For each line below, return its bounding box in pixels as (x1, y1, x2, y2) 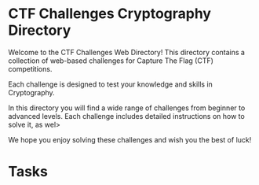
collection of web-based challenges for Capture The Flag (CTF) (8, 56, 214, 65)
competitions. (8, 64, 53, 73)
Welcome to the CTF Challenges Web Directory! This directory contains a (8, 47, 246, 57)
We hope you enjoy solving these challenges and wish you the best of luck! (8, 135, 252, 144)
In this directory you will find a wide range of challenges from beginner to (8, 103, 246, 113)
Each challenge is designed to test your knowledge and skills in (8, 80, 213, 89)
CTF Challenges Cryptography (8, 5, 212, 23)
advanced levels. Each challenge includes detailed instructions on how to (8, 111, 245, 120)
